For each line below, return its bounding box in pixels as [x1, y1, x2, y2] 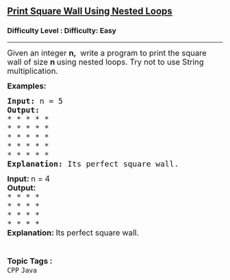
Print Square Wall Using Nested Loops [7, 5, 172, 17]
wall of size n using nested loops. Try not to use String [7, 57, 204, 67]
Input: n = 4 [7, 174, 50, 183]
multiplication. [7, 66, 58, 76]
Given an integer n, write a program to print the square [7, 48, 207, 58]
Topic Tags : [7, 256, 53, 266]
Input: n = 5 [7, 96, 64, 105]
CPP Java [7, 266, 38, 275]
